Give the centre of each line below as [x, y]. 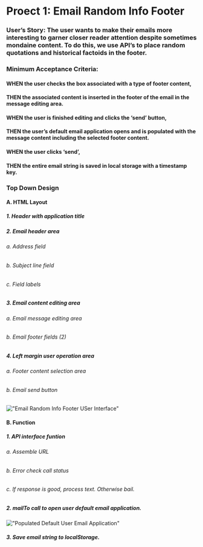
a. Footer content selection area [46, 371]
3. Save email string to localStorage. [53, 537]
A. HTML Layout [27, 202]
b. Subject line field [30, 265]
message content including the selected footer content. [78, 138]
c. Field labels [24, 284]
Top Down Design [33, 188]
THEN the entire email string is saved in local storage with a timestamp [97, 165]
